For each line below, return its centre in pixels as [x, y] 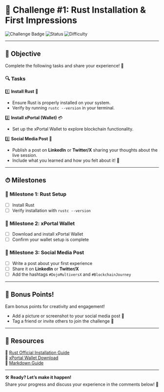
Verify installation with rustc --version [51, 210]
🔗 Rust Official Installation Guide [37, 353]
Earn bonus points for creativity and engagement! [55, 306]
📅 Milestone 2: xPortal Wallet [40, 223]
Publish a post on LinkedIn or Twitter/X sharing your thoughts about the [85, 150]
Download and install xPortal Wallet [48, 234]
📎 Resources [25, 341]
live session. [25, 155]
